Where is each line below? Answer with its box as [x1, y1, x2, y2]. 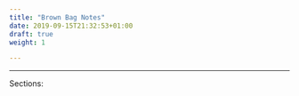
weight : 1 [9, 37, 46, 47]
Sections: [9, 78, 44, 89]
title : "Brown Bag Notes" [9, 12, 105, 22]
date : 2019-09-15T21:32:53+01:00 [9, 21, 133, 30]
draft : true [9, 29, 53, 38]
